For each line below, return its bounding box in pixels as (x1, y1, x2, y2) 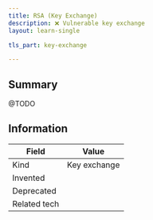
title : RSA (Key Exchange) (8, 11, 98, 20)
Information (8, 122, 69, 136)
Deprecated (12, 185, 57, 196)
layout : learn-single (8, 26, 80, 34)
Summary (8, 78, 58, 91)
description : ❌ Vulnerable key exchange (8, 19, 145, 27)
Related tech (12, 198, 60, 209)
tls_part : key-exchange (8, 41, 88, 49)
